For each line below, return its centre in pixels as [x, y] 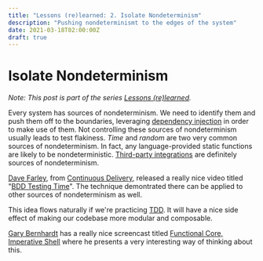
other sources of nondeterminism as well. [75, 195]
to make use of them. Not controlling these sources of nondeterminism [122, 129]
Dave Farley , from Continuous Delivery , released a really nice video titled [126, 178]
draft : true [27, 37]
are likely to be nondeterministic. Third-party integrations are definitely [122, 154]
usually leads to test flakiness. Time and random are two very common [123, 138]
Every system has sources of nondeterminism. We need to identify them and [132, 113]
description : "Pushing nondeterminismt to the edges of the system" [122, 23]
